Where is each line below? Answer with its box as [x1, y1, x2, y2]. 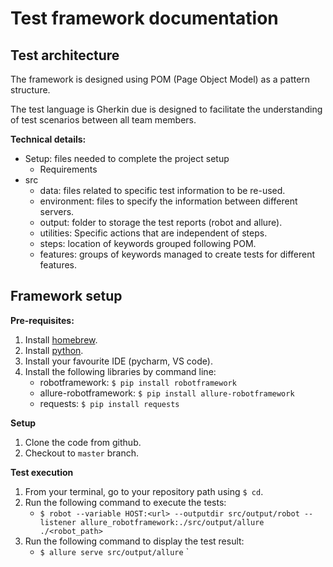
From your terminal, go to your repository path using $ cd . [24, 485, 264, 497]
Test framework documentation [10, 7, 279, 30]
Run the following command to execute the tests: [24, 496, 227, 508]
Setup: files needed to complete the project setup [24, 153, 230, 164]
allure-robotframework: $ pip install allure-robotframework [39, 387, 295, 399]
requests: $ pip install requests [39, 397, 180, 409]
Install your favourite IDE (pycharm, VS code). [24, 355, 213, 367]
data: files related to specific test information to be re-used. [39, 185, 286, 196]
